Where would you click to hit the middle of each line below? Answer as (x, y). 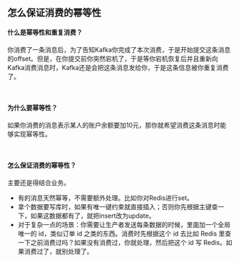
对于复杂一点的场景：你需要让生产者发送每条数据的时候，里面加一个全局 (124, 225)
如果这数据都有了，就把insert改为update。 (93, 216)
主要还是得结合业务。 (39, 183)
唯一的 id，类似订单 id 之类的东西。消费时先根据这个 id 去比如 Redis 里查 (124, 233)
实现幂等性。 (32, 133)
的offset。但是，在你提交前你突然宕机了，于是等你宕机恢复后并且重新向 (113, 59)
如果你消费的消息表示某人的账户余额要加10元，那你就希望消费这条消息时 (114, 125)
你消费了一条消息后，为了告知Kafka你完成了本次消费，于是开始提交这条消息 (119, 49)
